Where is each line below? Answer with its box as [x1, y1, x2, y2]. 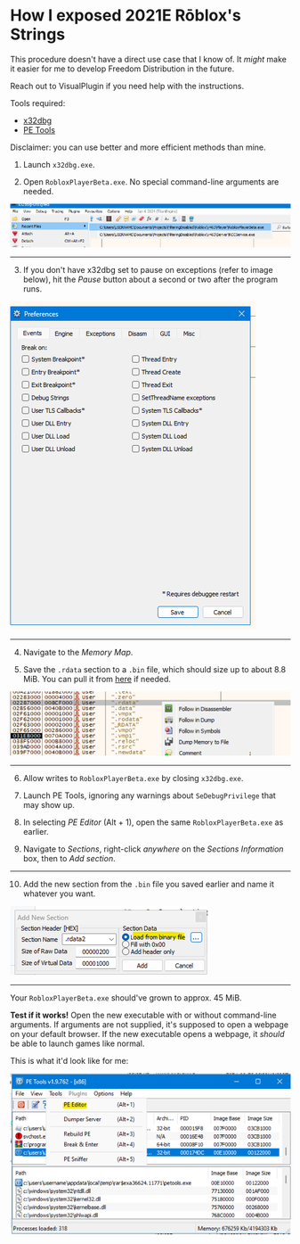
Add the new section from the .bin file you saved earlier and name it [22, 878, 275, 889]
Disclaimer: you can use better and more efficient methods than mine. [10, 142, 266, 152]
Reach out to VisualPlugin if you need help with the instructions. [10, 80, 244, 91]
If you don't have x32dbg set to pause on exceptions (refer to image [22, 265, 274, 276]
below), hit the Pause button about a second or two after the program [22, 274, 279, 285]
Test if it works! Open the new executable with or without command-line [10, 1009, 277, 1020]
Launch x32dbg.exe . [22, 159, 95, 169]
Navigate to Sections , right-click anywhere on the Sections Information [22, 844, 284, 854]
